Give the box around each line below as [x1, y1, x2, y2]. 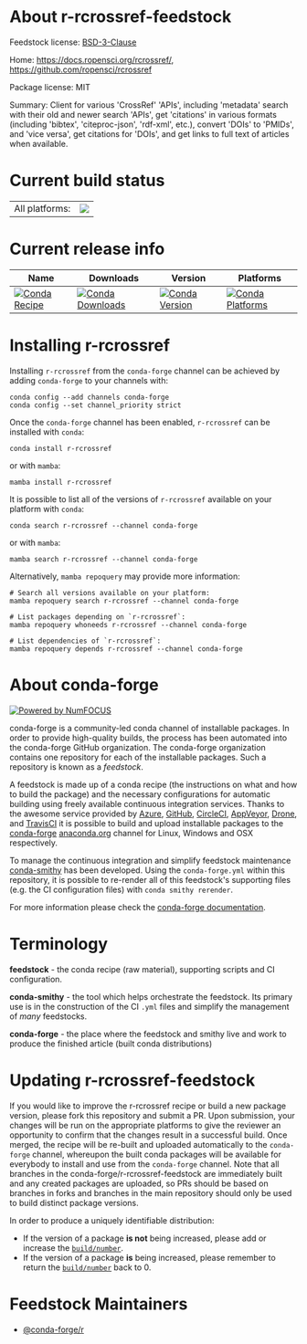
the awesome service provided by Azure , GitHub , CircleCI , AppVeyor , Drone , [9, 808, 298, 819]
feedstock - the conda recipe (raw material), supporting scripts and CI [9, 963, 276, 974]
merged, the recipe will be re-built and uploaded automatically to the [9, 1139, 268, 1150]
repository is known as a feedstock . [9, 761, 144, 772]
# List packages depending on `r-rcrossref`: [9, 612, 185, 622]
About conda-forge [9, 674, 159, 695]
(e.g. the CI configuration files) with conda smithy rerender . [9, 884, 233, 895]
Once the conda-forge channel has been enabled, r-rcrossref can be [9, 416, 271, 427]
